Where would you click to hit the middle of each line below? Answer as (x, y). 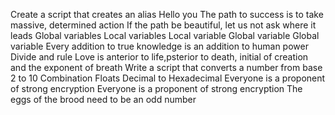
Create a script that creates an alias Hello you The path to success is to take (167, 14)
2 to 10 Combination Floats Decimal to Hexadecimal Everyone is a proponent (168, 78)
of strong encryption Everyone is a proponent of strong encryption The (156, 88)
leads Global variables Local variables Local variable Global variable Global (165, 35)
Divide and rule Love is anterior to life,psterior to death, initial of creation (159, 57)
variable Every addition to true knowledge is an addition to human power (159, 46)
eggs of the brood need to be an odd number (103, 99)
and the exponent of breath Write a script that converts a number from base (166, 67)
